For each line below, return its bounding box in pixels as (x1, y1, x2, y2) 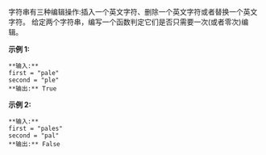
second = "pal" (8, 132, 60, 140)
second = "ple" (8, 76, 60, 84)
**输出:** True (8, 85, 57, 93)
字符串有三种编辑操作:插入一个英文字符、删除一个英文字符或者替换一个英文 (8, 7, 258, 16)
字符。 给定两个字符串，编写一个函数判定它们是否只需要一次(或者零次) (8, 17, 242, 27)
